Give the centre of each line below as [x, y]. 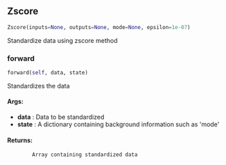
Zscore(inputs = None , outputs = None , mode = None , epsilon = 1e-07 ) [99, 27]
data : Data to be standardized [61, 117]
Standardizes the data [39, 86]
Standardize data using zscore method [62, 40]
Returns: [20, 140]
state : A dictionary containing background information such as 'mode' [118, 124]
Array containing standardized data [85, 155]
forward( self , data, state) [48, 72]
